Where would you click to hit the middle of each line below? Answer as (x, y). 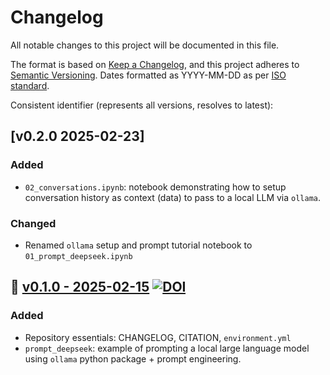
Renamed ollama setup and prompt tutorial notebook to (138, 245)
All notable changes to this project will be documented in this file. (145, 45)
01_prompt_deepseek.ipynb (78, 256)
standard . (30, 85)
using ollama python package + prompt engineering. (133, 358)
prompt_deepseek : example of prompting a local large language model (167, 348)
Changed (33, 223)
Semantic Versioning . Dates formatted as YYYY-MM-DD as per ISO (148, 75)
